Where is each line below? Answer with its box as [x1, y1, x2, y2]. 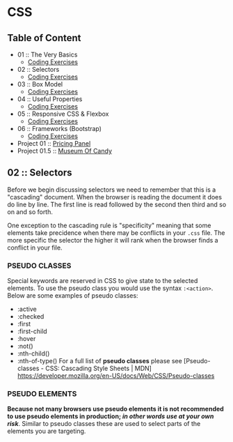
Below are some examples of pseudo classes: [7, 291, 138, 300]
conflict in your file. [7, 243, 63, 252]
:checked [17, 312, 45, 321]
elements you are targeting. [7, 427, 86, 436]
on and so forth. [7, 207, 54, 216]
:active [17, 305, 37, 314]
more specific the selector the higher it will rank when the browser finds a [7, 236, 218, 244]
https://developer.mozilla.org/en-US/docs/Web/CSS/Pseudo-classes [17, 372, 215, 380]
